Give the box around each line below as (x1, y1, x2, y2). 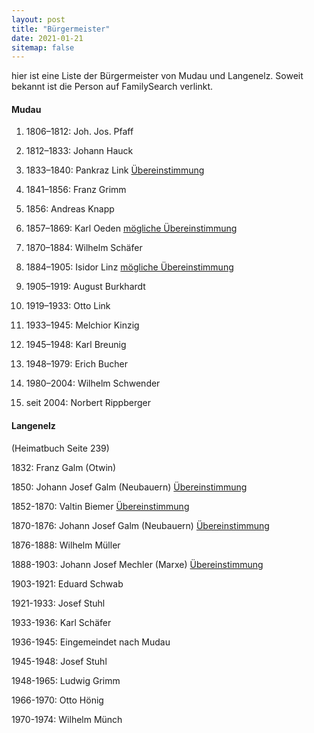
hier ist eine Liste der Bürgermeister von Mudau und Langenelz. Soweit (11, 70, 304, 82)
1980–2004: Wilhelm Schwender (25, 377, 161, 390)
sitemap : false (11, 42, 75, 53)
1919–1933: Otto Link (25, 300, 111, 312)
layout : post (11, 14, 66, 25)
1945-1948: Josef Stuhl (11, 655, 108, 667)
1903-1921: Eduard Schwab (11, 577, 124, 590)
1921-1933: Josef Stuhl (11, 597, 106, 609)
